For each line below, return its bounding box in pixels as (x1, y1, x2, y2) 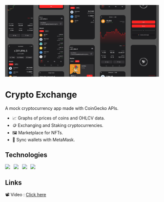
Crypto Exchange (5, 89, 77, 100)
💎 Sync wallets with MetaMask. (12, 137, 75, 142)
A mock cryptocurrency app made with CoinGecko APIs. (5, 105, 119, 111)
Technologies (5, 151, 48, 159)
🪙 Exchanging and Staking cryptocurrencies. (12, 122, 103, 128)
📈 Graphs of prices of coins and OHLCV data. (12, 115, 105, 121)
